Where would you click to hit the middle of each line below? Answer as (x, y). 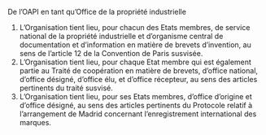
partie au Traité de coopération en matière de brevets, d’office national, (138, 71)
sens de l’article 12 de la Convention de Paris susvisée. (111, 53)
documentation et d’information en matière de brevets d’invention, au (135, 45)
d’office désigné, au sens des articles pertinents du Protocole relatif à (136, 105)
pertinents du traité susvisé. (66, 88)
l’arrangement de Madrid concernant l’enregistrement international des (138, 114)
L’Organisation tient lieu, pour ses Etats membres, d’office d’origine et (136, 96)
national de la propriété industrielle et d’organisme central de (121, 36)
